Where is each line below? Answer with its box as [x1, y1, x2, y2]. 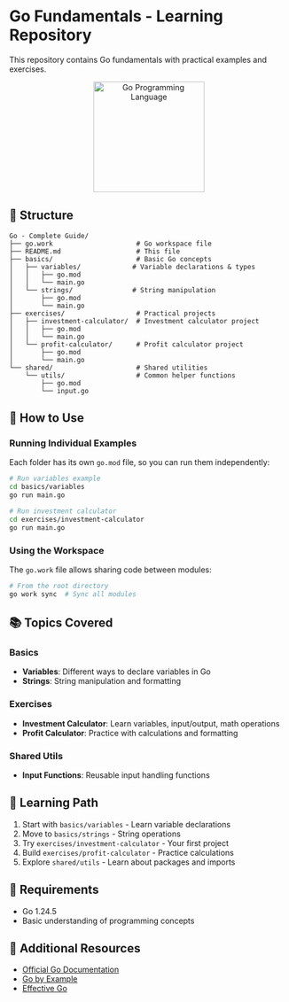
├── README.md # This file [9, 246, 180, 256]
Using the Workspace [9, 544, 105, 556]
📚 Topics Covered [9, 616, 113, 631]
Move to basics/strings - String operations [21, 828, 182, 839]
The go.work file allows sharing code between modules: [9, 564, 213, 575]
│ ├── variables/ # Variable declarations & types [9, 262, 255, 271]
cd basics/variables [9, 483, 86, 492]
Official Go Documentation [21, 964, 120, 975]
